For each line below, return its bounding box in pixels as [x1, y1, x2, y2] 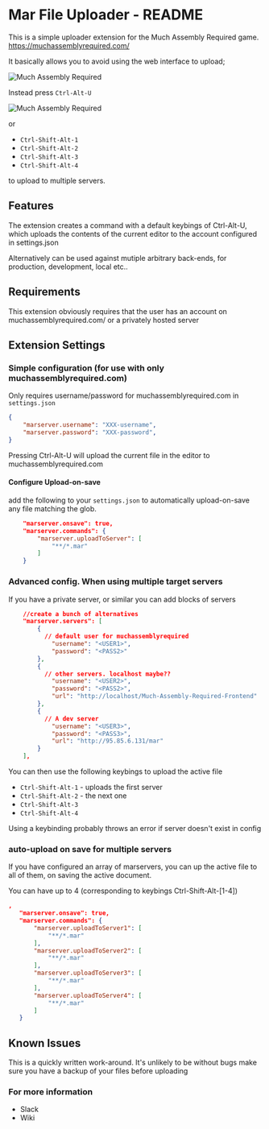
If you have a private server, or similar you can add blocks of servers [8, 594, 236, 604]
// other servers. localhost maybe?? [43, 670, 172, 678]
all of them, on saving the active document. [8, 871, 152, 880]
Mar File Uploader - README [8, 6, 204, 24]
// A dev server [43, 714, 99, 722]
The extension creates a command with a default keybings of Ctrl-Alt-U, [8, 220, 247, 230]
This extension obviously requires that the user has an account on [8, 306, 228, 316]
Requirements [8, 285, 81, 299]
